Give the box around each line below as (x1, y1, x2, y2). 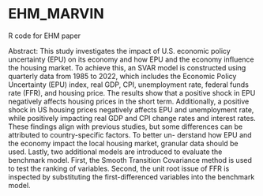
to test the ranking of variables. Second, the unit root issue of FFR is (8, 164, 230, 173)
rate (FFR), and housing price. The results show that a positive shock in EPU (8, 88, 256, 97)
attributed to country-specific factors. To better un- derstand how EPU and (8, 130, 252, 139)
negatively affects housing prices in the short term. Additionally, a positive (8, 96, 250, 106)
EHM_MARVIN (8, 5, 104, 23)
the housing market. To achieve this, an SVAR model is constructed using (8, 62, 246, 72)
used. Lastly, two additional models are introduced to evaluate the (8, 147, 223, 156)
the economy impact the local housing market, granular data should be (8, 138, 239, 148)
